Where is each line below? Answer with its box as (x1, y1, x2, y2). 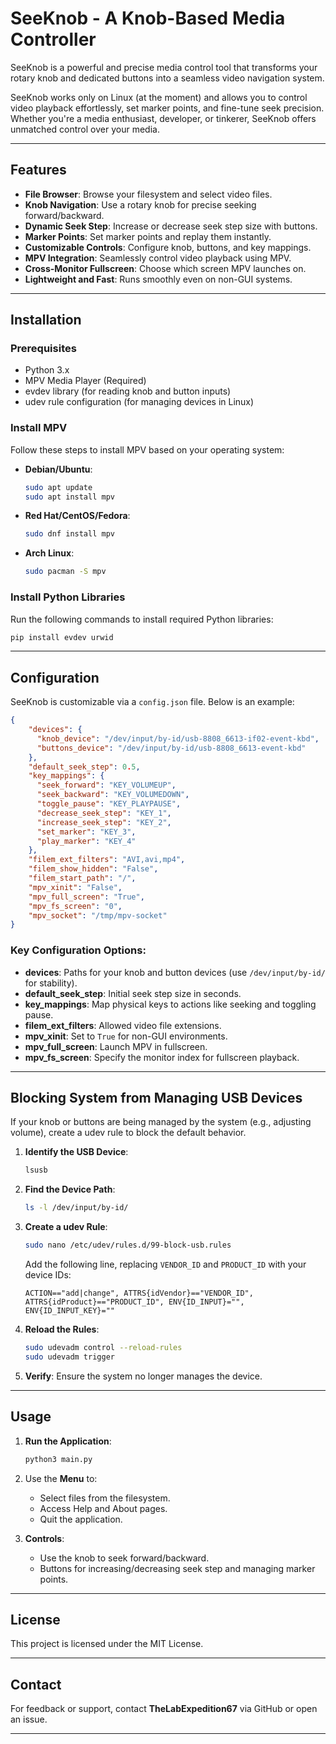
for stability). (24, 977, 78, 989)
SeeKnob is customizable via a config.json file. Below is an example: (10, 696, 295, 708)
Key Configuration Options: (10, 943, 147, 957)
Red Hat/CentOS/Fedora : (24, 510, 131, 522)
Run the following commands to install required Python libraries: (10, 613, 274, 625)
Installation (10, 312, 82, 329)
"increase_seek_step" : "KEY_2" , (36, 817, 172, 827)
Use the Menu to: (24, 1472, 98, 1484)
